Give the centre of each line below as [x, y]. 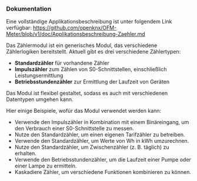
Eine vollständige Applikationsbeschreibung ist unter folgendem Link [89, 22]
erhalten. [26, 153]
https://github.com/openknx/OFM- [75, 28]
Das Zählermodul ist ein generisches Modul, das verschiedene [82, 45]
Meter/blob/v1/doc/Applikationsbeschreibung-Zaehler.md [76, 34]
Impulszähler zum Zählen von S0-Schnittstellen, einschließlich [91, 69]
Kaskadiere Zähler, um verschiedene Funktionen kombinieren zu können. [103, 172]
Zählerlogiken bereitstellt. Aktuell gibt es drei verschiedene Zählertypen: [94, 52]
